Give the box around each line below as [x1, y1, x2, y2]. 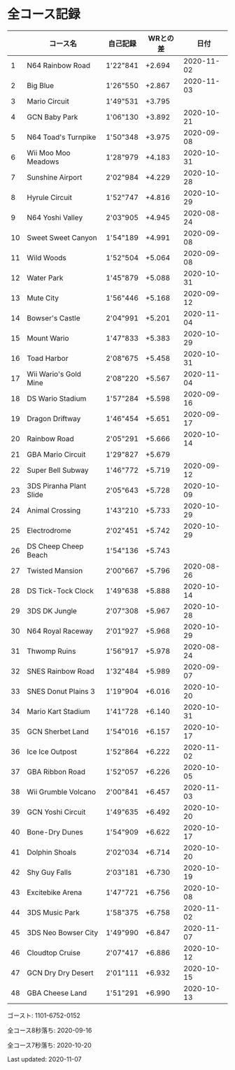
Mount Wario [27, 333, 69, 343]
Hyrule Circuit [27, 192, 72, 202]
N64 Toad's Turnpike [27, 132, 97, 142]
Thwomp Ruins [27, 646, 76, 656]
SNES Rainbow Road [27, 666, 94, 676]
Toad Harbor [27, 353, 69, 363]
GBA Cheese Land [27, 987, 87, 997]
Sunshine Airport [27, 172, 83, 182]
